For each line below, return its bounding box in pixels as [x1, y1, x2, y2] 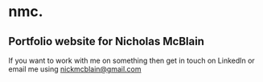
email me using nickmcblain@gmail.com [8, 64, 142, 74]
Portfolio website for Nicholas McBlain [8, 35, 205, 48]
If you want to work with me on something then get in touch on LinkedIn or [8, 55, 255, 65]
